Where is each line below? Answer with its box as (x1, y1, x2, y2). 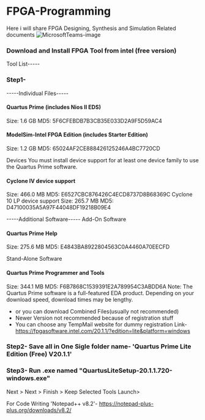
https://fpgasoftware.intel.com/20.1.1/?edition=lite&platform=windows (15, 327, 191, 334)
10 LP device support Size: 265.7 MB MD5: (6, 197, 114, 204)
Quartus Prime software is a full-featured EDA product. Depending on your (6, 289, 195, 296)
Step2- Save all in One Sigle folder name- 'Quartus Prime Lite (6, 342, 192, 351)
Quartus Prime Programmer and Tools (6, 269, 105, 276)
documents (6, 31, 35, 38)
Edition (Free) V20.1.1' (6, 350, 72, 359)
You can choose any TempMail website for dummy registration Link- (15, 320, 188, 328)
